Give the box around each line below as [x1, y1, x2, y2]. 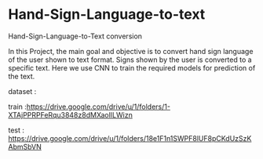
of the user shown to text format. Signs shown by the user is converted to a [8, 55, 253, 64]
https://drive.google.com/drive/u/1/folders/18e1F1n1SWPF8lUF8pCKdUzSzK [8, 133, 252, 143]
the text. [8, 71, 35, 81]
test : [8, 125, 25, 135]
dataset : [8, 86, 37, 96]
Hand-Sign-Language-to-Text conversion [8, 31, 143, 41]
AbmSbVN [8, 142, 42, 151]
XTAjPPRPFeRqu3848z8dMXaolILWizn [8, 110, 133, 119]
